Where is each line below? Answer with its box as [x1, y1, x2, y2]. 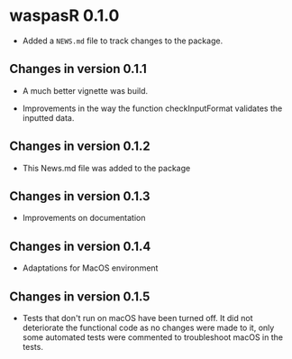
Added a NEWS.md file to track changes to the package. [22, 35, 224, 46]
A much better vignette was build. [22, 85, 149, 96]
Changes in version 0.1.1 [9, 61, 147, 77]
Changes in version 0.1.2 [9, 139, 151, 154]
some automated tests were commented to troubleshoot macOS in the [22, 332, 284, 343]
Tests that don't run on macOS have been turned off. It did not [22, 313, 253, 323]
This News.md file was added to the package [22, 162, 191, 173]
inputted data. [22, 112, 75, 123]
